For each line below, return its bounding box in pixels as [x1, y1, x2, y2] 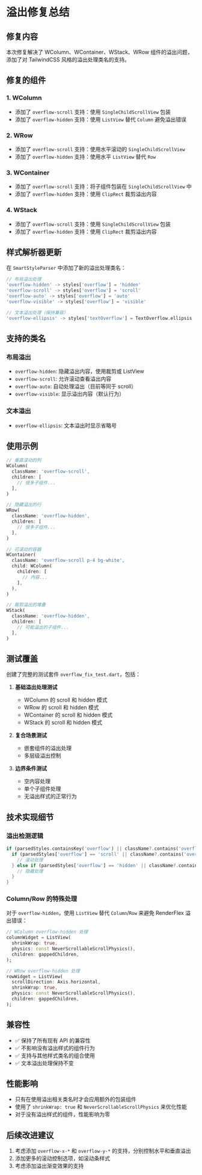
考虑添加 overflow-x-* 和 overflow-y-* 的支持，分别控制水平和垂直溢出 [14, 1147, 191, 1155]
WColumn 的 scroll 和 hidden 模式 [23, 696, 108, 703]
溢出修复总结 [6, 5, 70, 19]
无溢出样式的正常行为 [23, 793, 77, 800]
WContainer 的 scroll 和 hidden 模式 [23, 711, 113, 718]
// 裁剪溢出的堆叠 [6, 602, 46, 608]
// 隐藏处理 [17, 868, 43, 874]
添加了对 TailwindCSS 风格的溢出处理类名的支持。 [6, 56, 130, 63]
